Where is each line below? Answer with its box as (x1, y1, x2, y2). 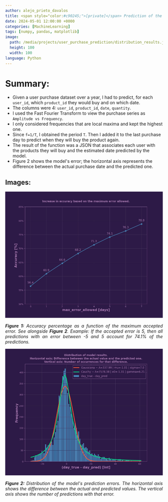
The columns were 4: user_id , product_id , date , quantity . (12, 105, 131, 111)
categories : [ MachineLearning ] (5, 24, 70, 29)
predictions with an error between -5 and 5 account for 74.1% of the (5, 334, 163, 340)
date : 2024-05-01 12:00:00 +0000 (5, 19, 75, 24)
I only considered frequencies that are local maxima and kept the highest (12, 121, 163, 127)
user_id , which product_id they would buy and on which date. (12, 100, 140, 106)
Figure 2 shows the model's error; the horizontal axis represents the (12, 158, 152, 164)
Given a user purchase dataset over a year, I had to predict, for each (12, 94, 153, 100)
